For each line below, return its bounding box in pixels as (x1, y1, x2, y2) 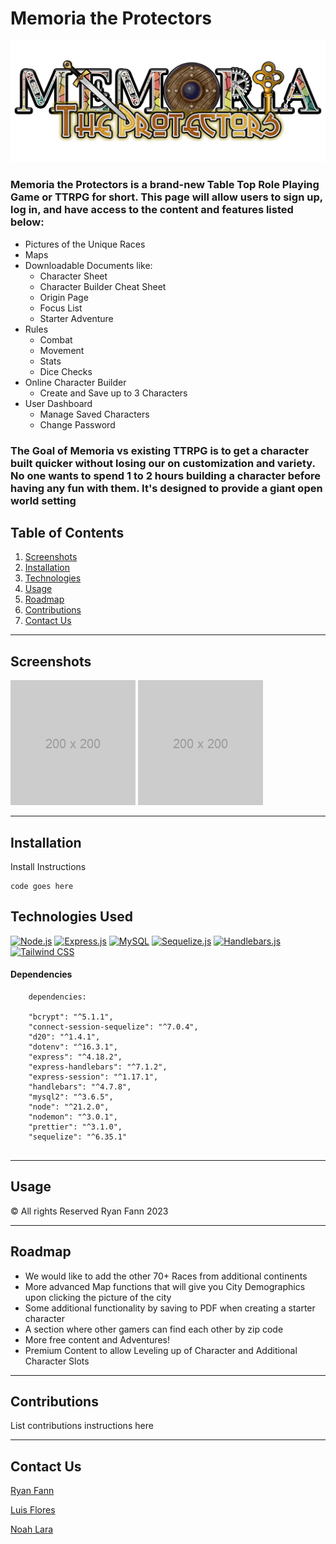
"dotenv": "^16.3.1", (28, 1042, 118, 1052)
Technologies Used (10, 908, 133, 926)
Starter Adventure (39, 312, 114, 324)
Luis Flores (10, 1504, 56, 1516)
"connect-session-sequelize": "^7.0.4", (28, 1022, 199, 1032)
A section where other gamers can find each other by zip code (24, 1323, 284, 1335)
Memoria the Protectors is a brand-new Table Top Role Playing (10, 178, 320, 192)
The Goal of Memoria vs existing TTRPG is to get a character (10, 443, 310, 457)
